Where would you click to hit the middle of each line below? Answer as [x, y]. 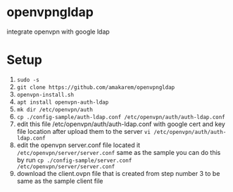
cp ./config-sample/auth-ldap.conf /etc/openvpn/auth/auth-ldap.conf [121, 117]
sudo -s [28, 80]
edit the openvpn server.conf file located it [78, 145]
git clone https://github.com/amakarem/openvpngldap [96, 87]
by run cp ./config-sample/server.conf [74, 160]
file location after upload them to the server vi [84, 131]
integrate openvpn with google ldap [58, 32]
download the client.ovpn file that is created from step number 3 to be [118, 173]
